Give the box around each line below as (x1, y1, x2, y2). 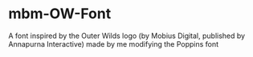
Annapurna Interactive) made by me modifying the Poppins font (8, 39, 219, 48)
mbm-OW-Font (8, 5, 112, 23)
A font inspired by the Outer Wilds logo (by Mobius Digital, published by (8, 31, 246, 40)
